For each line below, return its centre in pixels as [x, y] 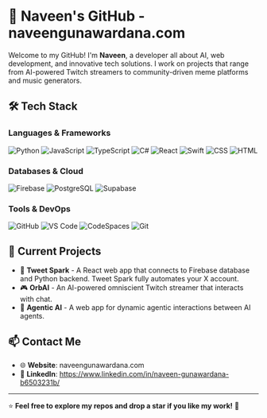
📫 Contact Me [45, 342]
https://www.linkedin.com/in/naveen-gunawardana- [144, 373]
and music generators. [45, 80]
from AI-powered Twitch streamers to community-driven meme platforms [128, 72]
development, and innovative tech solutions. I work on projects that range [128, 64]
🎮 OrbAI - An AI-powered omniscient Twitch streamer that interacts [132, 288]
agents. [32, 316]
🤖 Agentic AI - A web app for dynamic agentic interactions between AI [135, 308]
